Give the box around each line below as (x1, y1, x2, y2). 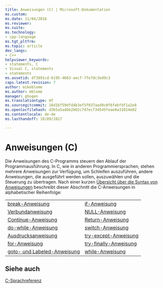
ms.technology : (5, 30, 36, 35)
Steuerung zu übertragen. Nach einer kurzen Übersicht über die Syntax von (5, 179, 158, 185)
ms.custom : (5, 12, 27, 17)
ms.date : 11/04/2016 (5, 16, 47, 21)
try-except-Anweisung (84, 232, 139, 239)
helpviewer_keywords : (5, 57, 49, 62)
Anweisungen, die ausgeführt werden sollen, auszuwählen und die (5, 173, 140, 179)
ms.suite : (5, 25, 25, 30)
